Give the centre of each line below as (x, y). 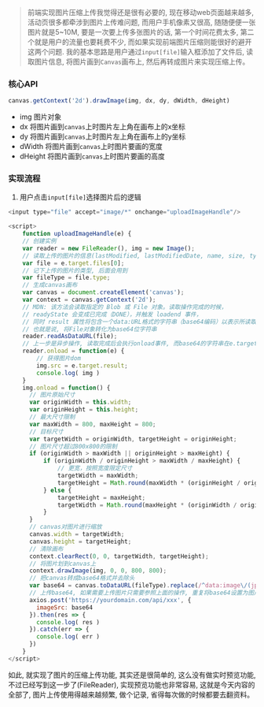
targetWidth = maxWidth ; (98, 476)
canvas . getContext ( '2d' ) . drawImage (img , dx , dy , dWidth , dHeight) (119, 101)
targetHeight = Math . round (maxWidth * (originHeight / (149, 483)
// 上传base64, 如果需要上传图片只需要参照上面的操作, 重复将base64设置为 (139, 593)
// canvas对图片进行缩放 (65, 527)
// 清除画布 (46, 549)
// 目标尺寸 (46, 432)
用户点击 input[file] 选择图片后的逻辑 (80, 197)
